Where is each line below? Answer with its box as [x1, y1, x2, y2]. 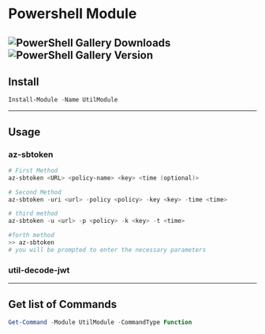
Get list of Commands [8, 297, 117, 311]
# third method [8, 210, 58, 217]
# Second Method [8, 188, 62, 196]
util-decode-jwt [8, 265, 70, 276]
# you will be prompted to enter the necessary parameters [8, 246, 207, 254]
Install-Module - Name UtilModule [8, 96, 118, 104]
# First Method [8, 166, 58, 174]
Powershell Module [8, 5, 137, 23]
